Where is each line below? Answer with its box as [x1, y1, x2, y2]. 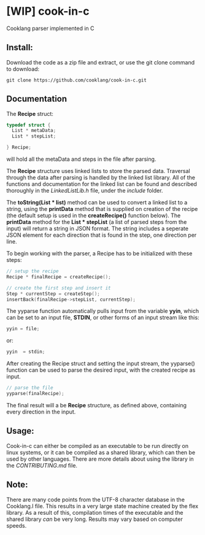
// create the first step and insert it [6, 285, 112, 291]
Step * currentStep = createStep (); [6, 290, 100, 297]
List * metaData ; [12, 128, 56, 134]
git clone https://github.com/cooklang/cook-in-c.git [6, 77, 147, 83]
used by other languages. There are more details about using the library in [6, 455, 195, 463]
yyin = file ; [6, 326, 40, 332]
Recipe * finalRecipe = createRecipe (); [6, 274, 112, 280]
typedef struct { [6, 121, 51, 128]
